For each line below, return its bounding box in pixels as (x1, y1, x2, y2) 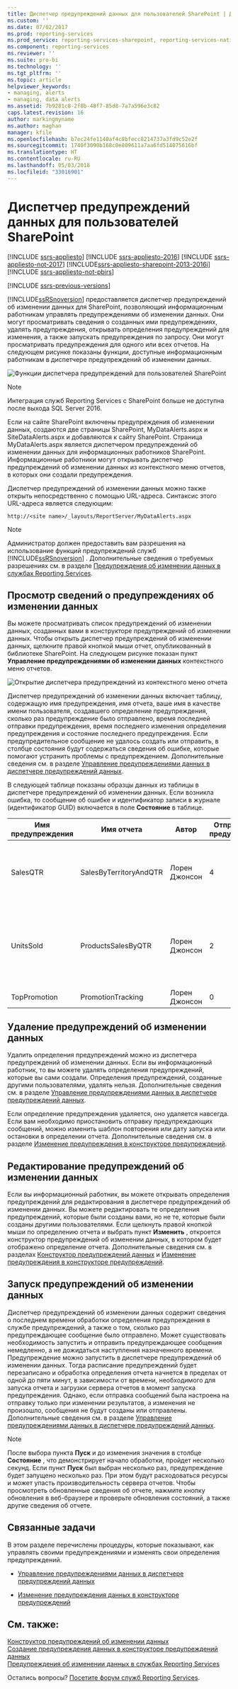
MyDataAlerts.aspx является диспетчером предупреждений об (7, 440, 198, 448)
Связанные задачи (7, 1522, 96, 1534)
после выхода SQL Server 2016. (7, 404, 103, 412)
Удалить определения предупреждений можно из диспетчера (7, 1051, 197, 1059)
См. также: (7, 1619, 59, 1631)
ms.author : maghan (7, 122, 62, 130)
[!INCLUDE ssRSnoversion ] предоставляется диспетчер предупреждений (7, 295, 227, 303)
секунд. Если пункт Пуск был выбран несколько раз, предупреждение (7, 1463, 223, 1472)
